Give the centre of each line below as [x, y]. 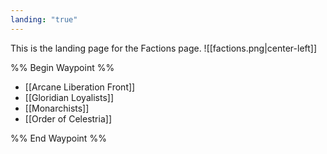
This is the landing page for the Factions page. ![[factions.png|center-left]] [164, 48]
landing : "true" [44, 19]
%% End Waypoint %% [58, 138]
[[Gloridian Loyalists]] [69, 97]
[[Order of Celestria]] [68, 118]
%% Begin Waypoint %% [62, 67]
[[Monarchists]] [57, 108]
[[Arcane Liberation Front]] [80, 87]
